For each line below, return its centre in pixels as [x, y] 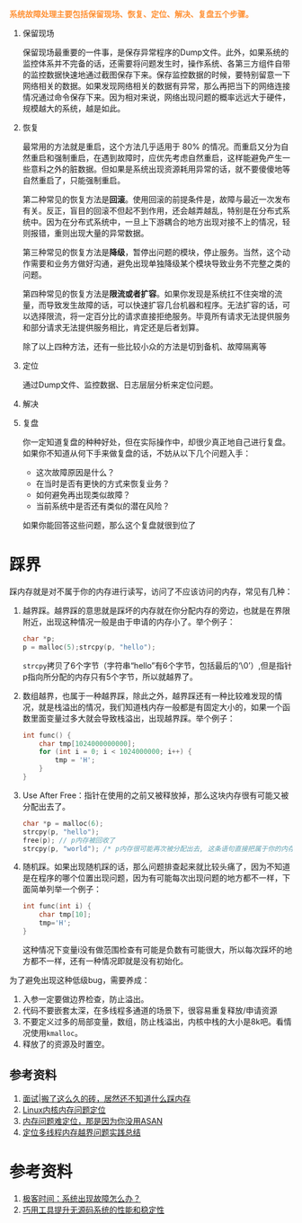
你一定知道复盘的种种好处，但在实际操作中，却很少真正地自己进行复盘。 [156, 442]
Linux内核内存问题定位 [64, 1110]
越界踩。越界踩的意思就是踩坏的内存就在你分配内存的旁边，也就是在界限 [156, 610]
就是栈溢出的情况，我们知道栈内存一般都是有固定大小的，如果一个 [160, 707]
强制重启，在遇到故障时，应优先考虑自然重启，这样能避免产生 [168, 158]
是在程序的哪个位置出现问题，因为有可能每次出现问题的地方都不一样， [152, 878]
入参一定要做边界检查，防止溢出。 [85, 999]
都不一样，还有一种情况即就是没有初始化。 [109, 961]
